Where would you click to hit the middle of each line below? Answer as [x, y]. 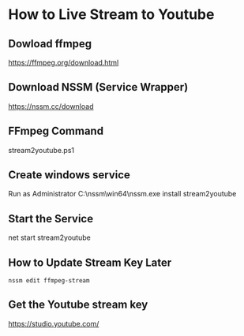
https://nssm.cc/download [51, 106]
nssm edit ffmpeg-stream [49, 281]
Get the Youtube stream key [78, 305]
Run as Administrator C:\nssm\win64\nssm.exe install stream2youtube [122, 194]
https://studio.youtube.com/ [54, 323]
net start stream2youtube [49, 237]
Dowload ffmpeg [50, 44]
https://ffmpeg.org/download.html [64, 62]
